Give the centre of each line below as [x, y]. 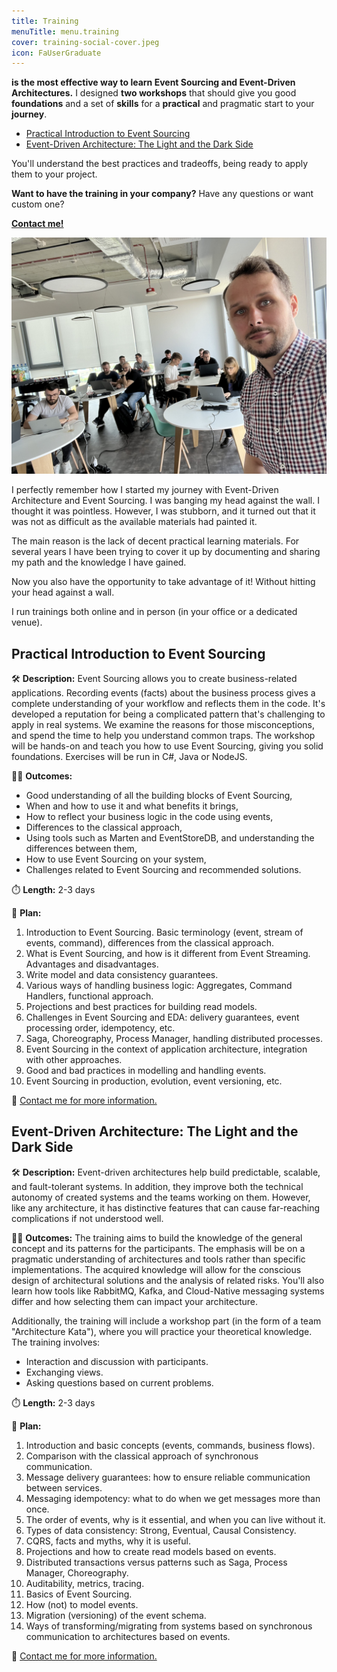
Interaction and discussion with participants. [117, 1361]
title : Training [45, 21]
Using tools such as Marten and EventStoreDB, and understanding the [170, 838]
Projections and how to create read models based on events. [151, 1551]
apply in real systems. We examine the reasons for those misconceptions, [163, 725]
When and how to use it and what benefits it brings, [132, 806]
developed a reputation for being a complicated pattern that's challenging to [168, 714]
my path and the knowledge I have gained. [99, 562]
